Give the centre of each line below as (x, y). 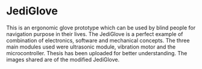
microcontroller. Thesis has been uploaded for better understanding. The (97, 53)
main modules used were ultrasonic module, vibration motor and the (91, 47)
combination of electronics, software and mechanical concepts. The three (98, 40)
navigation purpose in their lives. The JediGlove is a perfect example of (95, 34)
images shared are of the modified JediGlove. (63, 59)
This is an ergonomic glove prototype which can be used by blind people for (101, 28)
